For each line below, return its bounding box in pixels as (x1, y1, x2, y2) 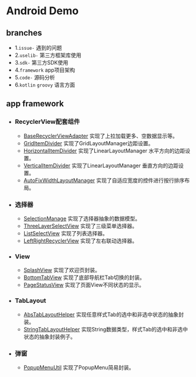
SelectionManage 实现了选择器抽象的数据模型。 (23, 215, 141, 222)
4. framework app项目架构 (14, 66, 75, 74)
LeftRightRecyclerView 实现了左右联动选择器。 (23, 237, 138, 244)
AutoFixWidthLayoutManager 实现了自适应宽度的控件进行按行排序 (23, 177, 185, 184)
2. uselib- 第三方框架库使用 (14, 52, 82, 59)
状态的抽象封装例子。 (23, 333, 76, 340)
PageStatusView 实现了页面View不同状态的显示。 (23, 282, 145, 289)
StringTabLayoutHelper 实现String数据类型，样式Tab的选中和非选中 (23, 325, 188, 333)
